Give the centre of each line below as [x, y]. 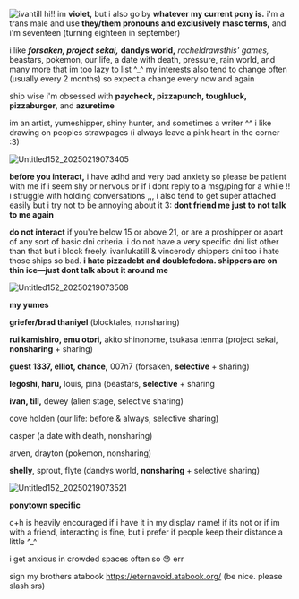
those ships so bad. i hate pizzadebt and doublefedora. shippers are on [143, 261]
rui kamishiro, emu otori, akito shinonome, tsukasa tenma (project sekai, [144, 339]
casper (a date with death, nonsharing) [81, 436]
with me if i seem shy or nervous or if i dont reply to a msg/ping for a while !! [150, 186]
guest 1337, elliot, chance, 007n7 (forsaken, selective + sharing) [129, 366]
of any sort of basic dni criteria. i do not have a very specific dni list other [144, 241]
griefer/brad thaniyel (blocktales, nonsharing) [95, 322]
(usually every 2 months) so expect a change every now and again [132, 79]
